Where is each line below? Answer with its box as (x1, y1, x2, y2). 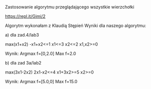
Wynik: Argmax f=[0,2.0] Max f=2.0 (5, 51, 76, 56)
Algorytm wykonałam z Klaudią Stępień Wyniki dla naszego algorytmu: (5, 23, 147, 28)
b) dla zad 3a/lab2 (5, 60, 42, 65)
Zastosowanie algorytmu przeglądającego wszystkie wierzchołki (5, 4, 134, 10)
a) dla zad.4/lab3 (5, 32, 39, 38)
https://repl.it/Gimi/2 (5, 13, 46, 19)
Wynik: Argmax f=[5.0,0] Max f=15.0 (5, 79, 78, 84)
